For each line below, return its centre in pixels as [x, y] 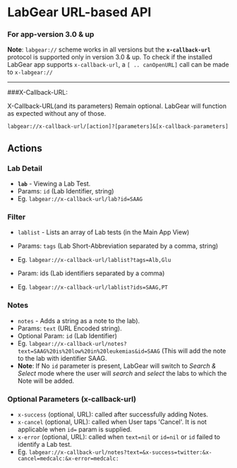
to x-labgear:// [30, 72]
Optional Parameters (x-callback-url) [72, 399]
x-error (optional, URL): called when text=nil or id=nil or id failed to [119, 437]
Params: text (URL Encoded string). [69, 328]
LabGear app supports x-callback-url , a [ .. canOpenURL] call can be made [118, 65]
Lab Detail [25, 168]
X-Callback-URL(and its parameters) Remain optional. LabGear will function [117, 106]
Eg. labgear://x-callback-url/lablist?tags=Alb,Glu [94, 260]
